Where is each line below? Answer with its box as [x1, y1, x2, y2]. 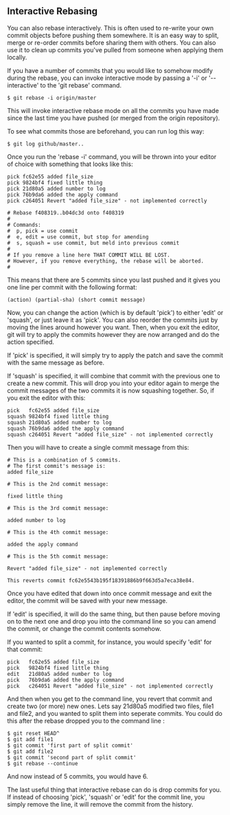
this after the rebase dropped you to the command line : [7, 716, 165, 725]
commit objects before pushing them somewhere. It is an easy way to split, [7, 31, 219, 39]
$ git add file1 [7, 736, 54, 743]
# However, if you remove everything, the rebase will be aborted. [7, 258, 205, 265]
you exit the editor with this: [7, 393, 86, 402]
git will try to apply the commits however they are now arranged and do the [7, 330, 220, 338]
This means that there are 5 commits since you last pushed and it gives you [7, 276, 221, 284]
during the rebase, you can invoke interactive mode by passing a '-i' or [7, 74, 207, 82]
